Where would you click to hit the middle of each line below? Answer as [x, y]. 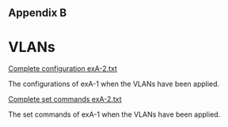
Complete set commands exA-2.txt [65, 99]
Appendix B [38, 13]
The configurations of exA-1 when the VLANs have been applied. [114, 84]
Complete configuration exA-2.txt [63, 69]
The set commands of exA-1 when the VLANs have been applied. [114, 114]
